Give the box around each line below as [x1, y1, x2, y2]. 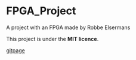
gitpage [6, 46, 25, 54]
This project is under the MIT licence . [6, 35, 99, 42]
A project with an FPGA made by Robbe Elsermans [6, 24, 131, 31]
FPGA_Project [6, 4, 76, 18]
